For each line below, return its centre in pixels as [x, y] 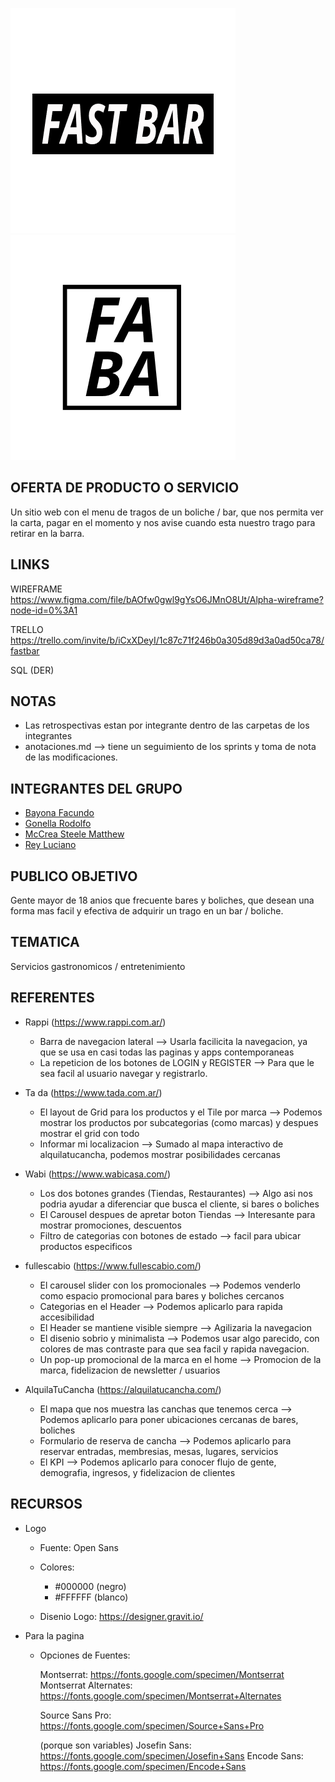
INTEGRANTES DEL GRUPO [96, 788]
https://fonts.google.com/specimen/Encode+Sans [143, 1766]
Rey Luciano [50, 845]
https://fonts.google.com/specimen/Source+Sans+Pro [152, 1725]
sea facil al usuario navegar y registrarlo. [123, 1073]
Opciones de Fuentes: [85, 1655]
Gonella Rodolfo [58, 824]
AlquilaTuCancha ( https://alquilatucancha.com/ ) [123, 1389]
